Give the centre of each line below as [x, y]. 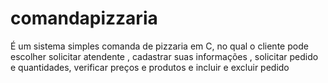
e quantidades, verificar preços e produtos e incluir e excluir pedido [150, 67]
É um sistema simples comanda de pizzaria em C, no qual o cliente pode [159, 46]
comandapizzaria [84, 18]
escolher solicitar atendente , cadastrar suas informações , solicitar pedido [164, 56]
